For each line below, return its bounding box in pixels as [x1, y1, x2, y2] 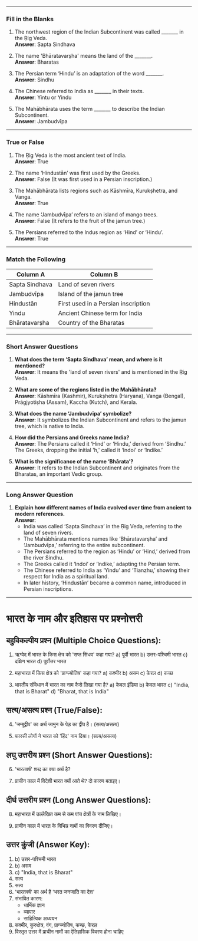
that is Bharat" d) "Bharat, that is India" [14, 688, 109, 695]
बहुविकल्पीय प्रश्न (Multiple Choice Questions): [6, 636, 161, 646]
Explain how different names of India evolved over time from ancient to [14, 504, 192, 511]
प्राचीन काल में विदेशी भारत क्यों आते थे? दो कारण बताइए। [14, 778, 121, 785]
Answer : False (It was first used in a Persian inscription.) [14, 175, 153, 183]
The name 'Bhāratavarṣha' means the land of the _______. [14, 52, 153, 60]
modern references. [14, 511, 65, 518]
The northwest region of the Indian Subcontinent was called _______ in [14, 28, 184, 35]
